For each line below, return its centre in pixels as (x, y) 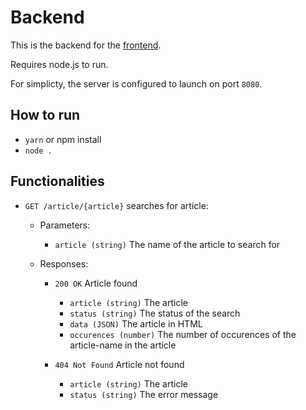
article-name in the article (123, 345)
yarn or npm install (63, 139)
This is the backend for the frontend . (86, 45)
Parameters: (65, 225)
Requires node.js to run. (59, 64)
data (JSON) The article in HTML (136, 323)
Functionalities (57, 181)
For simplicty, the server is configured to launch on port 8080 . (136, 83)
